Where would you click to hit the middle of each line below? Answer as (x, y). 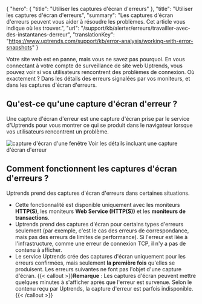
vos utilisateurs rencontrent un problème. (57, 131)
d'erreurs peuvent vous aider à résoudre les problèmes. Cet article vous (96, 22)
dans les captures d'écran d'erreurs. (52, 85)
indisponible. (177, 288)
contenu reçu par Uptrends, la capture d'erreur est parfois (87, 288)
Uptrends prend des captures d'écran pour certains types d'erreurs (99, 224)
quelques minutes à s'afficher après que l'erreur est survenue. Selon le (103, 282)
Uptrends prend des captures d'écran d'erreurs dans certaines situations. (98, 193)
